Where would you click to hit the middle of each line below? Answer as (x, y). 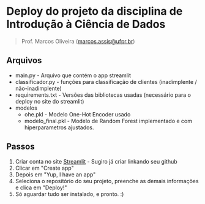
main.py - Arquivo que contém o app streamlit (73, 75)
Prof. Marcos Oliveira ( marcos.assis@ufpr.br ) (78, 41)
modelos (26, 108)
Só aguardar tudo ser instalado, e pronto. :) (69, 194)
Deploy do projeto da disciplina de (95, 11)
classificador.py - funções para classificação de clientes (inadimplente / (106, 81)
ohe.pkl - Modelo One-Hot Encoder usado (77, 114)
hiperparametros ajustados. (59, 127)
